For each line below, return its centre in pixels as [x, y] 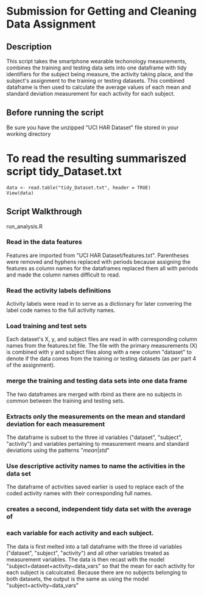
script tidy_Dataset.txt [64, 171]
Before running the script [55, 113]
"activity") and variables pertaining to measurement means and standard [98, 444]
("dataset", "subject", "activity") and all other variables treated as [88, 553]
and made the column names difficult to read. [63, 275]
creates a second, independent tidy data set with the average [99, 509]
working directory [29, 134]
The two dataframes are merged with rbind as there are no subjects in [94, 394]
